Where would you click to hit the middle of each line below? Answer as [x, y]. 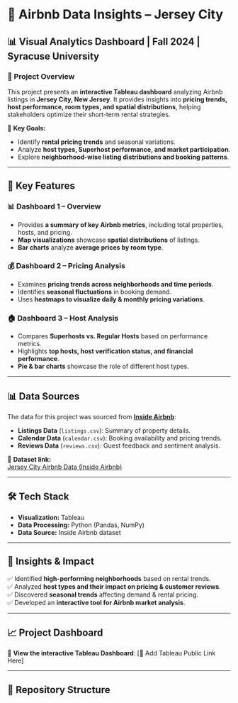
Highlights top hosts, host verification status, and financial [105, 351]
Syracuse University [53, 56]
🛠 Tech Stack [38, 497]
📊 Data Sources [44, 396]
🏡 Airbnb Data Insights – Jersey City [115, 15]
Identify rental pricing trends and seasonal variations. [96, 142]
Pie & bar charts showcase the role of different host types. [103, 366]
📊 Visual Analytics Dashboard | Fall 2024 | [104, 41]
